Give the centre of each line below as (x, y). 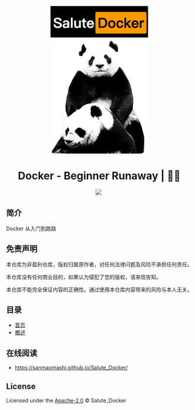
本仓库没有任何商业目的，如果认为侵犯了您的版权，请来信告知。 (84, 277)
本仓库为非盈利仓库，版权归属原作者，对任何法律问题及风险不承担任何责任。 (99, 264)
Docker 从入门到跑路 (31, 228)
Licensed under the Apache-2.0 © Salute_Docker (66, 401)
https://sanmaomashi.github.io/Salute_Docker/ (71, 368)
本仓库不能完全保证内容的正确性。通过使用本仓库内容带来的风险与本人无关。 (99, 289)
